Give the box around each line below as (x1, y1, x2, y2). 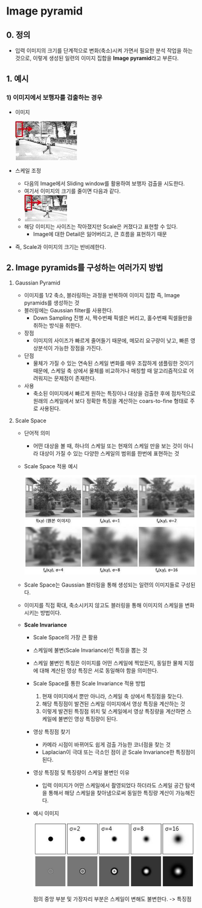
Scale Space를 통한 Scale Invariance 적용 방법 (33, 680, 146, 687)
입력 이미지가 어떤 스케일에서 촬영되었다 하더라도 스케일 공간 (42, 782, 184, 789)
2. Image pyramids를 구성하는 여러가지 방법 (6, 263, 163, 273)
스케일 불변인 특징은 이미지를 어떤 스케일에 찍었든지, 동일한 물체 (33, 660, 183, 667)
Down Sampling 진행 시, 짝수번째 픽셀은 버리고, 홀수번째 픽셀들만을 (33, 314, 193, 321)
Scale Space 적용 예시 (24, 462, 78, 469)
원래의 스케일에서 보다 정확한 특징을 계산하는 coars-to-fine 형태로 (33, 397, 189, 404)
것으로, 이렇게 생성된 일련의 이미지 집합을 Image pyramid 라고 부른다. (14, 54, 179, 62)
